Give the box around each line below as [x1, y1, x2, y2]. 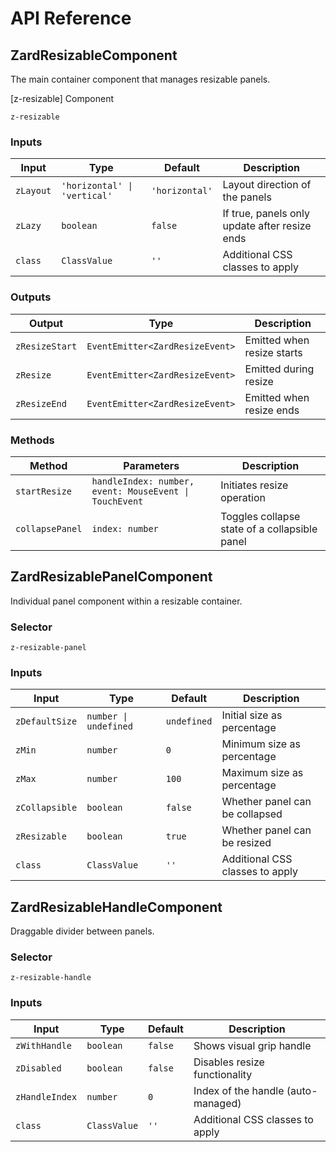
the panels [222, 190, 272, 204]
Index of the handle [193, 1083, 285, 1097]
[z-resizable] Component [10, 93, 114, 104]
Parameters [123, 458, 180, 472]
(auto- [286, 1083, 318, 1097]
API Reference [10, 7, 132, 30]
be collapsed [221, 807, 283, 821]
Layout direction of [222, 178, 312, 192]
